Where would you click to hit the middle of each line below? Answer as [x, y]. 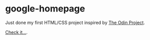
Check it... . [16, 32]
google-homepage [45, 9]
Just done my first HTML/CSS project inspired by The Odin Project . [75, 22]
